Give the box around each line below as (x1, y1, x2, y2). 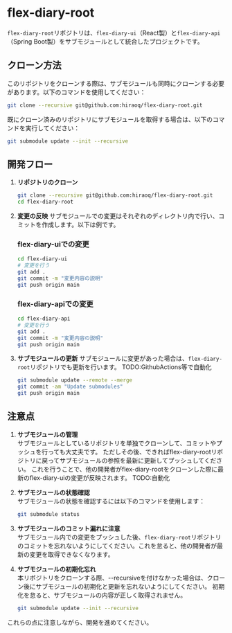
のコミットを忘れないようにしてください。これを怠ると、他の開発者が (17, 542, 217, 550)
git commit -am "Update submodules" (17, 383, 123, 391)
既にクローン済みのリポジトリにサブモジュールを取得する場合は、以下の (7, 115, 213, 123)
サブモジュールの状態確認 (17, 488, 90, 497)
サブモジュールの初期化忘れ (17, 564, 96, 573)
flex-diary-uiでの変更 (17, 239, 90, 249)
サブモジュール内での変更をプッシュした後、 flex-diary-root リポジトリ (17, 533, 222, 541)
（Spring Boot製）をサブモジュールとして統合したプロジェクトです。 (7, 37, 204, 46)
